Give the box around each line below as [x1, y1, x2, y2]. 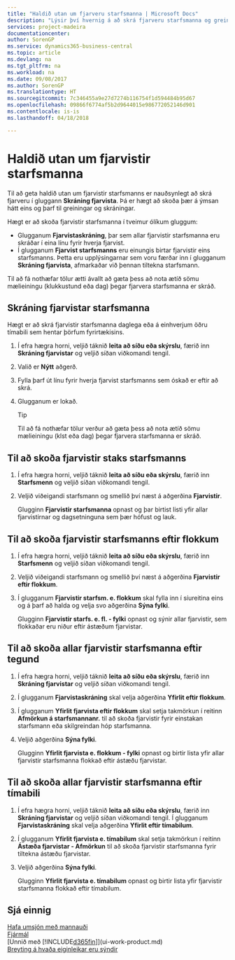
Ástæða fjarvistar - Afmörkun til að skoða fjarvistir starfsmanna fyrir [17, 842, 217, 850]
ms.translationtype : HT [7, 88, 77, 95]
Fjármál [7, 930, 29, 939]
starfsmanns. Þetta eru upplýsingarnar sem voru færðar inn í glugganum [17, 253, 226, 261]
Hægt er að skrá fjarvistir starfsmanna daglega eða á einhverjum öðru [7, 320, 208, 329]
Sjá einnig [7, 905, 51, 917]
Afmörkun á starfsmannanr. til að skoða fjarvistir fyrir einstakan [17, 714, 204, 722]
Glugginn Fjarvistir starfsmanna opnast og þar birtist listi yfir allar [17, 505, 208, 514]
